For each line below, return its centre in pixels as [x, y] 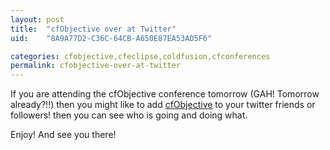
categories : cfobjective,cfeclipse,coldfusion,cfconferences [140, 56]
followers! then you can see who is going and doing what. [129, 115]
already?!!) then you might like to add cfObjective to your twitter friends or [163, 105]
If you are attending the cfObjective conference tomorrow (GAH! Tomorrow [165, 94]
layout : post [37, 19]
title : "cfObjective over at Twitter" [93, 29]
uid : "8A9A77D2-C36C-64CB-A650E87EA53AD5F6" [111, 38]
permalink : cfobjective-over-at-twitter [96, 66]
